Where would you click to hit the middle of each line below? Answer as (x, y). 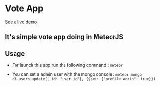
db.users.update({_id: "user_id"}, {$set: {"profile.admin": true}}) (84, 79)
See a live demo (21, 22)
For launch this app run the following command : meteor (67, 65)
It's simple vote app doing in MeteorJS (64, 37)
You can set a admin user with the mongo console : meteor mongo (77, 74)
